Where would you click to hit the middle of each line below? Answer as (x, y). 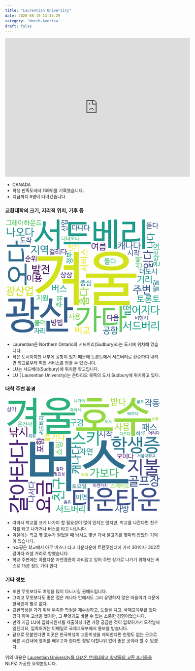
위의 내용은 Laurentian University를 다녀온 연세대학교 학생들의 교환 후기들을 (79, 657)
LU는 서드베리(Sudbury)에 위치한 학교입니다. (56, 369)
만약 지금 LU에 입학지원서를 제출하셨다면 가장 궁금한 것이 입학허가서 (78, 622)
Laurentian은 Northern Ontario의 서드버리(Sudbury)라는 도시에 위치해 (81, 344)
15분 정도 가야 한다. (40, 565)
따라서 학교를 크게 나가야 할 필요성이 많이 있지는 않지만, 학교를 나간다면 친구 (85, 522)
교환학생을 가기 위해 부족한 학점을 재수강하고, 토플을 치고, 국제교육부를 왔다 (84, 610)
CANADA (21, 185)
